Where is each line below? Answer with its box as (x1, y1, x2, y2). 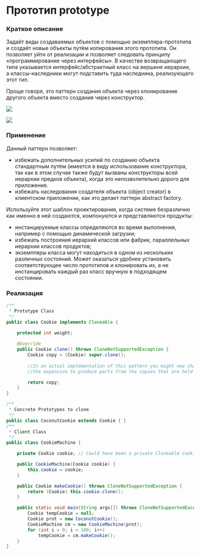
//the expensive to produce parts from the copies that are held (27, 368, 193, 375)
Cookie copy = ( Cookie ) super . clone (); (27, 352, 127, 358)
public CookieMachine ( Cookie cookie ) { (17, 462, 116, 468)
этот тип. (6, 76, 29, 83)
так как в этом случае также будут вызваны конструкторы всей (14, 169, 178, 176)
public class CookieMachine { (6, 440, 82, 446)
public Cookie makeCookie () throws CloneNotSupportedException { (17, 483, 183, 489)
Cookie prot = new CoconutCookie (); (27, 516, 118, 522)
